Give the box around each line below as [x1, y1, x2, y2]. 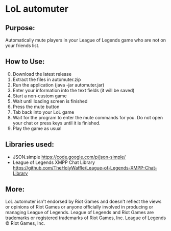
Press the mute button [12, 103, 60, 110]
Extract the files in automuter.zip [12, 76, 81, 82]
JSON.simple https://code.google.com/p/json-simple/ [12, 154, 126, 160]
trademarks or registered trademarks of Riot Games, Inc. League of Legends [5, 215, 166, 221]
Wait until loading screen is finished [12, 98, 88, 104]
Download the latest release [12, 71, 72, 77]
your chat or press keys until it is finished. [12, 120, 101, 126]
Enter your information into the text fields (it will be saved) [12, 87, 135, 93]
